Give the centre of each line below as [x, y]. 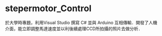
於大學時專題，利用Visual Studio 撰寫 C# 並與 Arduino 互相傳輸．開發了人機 [81, 22]
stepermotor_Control [48, 9]
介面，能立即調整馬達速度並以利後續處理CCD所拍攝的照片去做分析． [74, 28]
